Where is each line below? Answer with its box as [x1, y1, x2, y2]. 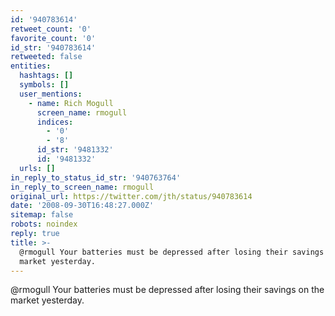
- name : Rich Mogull [28, 98, 114, 108]
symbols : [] [19, 80, 70, 90]
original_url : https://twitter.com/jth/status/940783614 [10, 191, 253, 201]
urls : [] [19, 163, 56, 173]
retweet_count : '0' [10, 24, 92, 34]
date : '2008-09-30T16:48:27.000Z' [10, 201, 155, 211]
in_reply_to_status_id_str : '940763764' [10, 172, 182, 183]
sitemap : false [10, 210, 74, 220]
